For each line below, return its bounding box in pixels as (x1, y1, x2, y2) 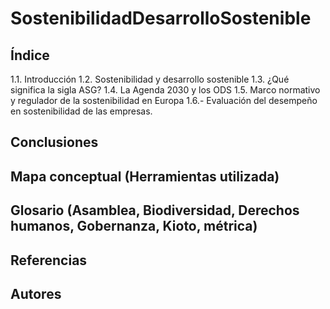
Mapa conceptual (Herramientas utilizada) (10, 168, 280, 185)
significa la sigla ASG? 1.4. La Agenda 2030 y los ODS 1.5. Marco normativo (10, 84, 321, 96)
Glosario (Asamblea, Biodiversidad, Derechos (10, 202, 300, 219)
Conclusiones (10, 134, 99, 151)
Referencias (10, 252, 88, 269)
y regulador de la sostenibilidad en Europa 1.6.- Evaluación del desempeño (10, 95, 318, 106)
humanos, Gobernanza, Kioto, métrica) (10, 218, 258, 235)
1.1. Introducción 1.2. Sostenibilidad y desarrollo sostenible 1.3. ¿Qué (10, 73, 290, 85)
